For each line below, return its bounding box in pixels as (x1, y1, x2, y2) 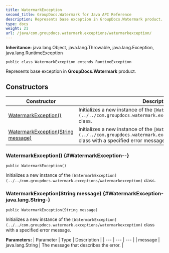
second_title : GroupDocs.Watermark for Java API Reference (6, 12, 132, 17)
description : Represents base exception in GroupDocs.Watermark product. (6, 17, 163, 22)
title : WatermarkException (6, 7, 62, 13)
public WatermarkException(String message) (6, 208, 98, 213)
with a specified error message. (6, 227, 72, 233)
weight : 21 (6, 26, 29, 31)
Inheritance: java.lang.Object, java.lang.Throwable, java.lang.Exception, (6, 45, 154, 50)
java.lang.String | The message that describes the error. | (6, 242, 124, 248)
